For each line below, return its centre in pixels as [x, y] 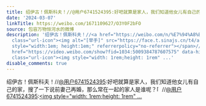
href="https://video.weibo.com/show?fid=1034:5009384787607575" [96, 52]
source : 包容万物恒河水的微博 [40, 29]
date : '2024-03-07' [31, 18]
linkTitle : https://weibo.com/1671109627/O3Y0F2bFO [74, 23]
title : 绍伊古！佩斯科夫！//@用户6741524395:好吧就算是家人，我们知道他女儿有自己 [101, 12]
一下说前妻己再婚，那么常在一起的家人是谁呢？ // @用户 [110, 89]
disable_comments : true [37, 63]
